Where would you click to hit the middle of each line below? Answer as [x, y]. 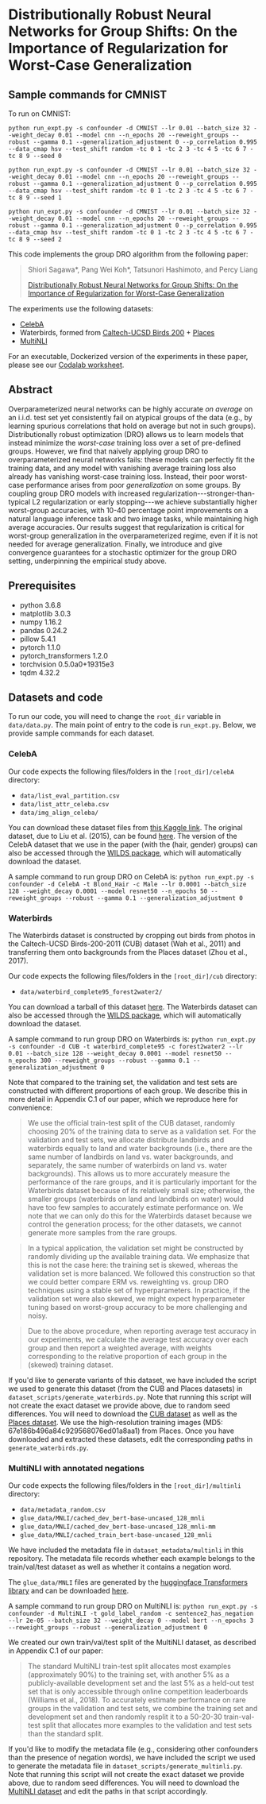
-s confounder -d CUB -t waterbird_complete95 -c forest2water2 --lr [126, 1047]
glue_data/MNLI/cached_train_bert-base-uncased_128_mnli [116, 1536]
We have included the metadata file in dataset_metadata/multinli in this [126, 1550]
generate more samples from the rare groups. [102, 1233]
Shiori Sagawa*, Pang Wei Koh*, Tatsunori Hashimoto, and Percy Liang [143, 269]
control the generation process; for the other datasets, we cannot [135, 1224]
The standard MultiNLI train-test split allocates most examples [129, 1667]
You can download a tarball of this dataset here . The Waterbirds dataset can [133, 1007]
